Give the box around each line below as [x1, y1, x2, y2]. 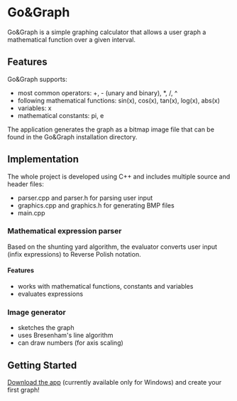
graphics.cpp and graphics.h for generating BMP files [17, 200, 175, 210]
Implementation [7, 154, 79, 166]
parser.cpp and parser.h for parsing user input [17, 193, 153, 202]
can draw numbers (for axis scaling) [17, 338, 124, 347]
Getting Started [7, 359, 77, 371]
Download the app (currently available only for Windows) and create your [7, 378, 222, 387]
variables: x [17, 104, 52, 112]
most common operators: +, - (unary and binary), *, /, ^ [17, 88, 178, 97]
